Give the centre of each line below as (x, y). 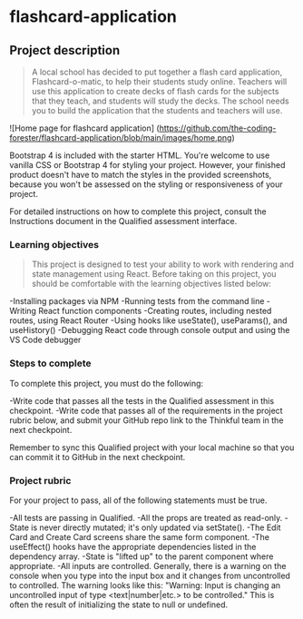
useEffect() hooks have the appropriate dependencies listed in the (133, 546)
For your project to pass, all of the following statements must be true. (138, 500)
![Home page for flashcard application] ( (85, 128)
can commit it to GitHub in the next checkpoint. (98, 457)
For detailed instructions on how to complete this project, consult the (138, 211)
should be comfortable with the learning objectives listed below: (151, 284)
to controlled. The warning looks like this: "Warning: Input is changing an (145, 585)
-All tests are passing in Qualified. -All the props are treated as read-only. (146, 517)
